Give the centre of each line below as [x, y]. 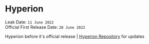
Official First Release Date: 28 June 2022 [45, 27]
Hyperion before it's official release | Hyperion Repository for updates [75, 36]
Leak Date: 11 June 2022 [30, 22]
